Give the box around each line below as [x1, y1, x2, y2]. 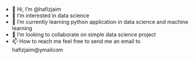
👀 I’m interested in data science [11, 12, 90, 19]
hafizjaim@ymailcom [11, 46, 64, 53]
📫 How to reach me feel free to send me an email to [11, 38, 141, 45]
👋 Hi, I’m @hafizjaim [11, 6, 61, 13]
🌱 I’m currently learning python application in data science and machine [11, 18, 189, 25]
